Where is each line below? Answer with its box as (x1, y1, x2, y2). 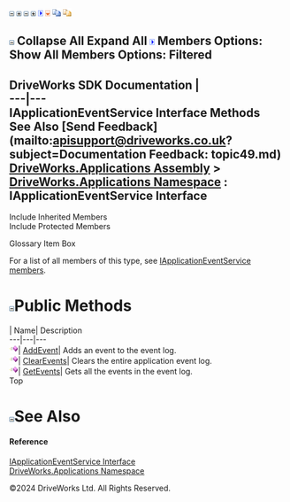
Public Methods (14, 296, 133, 316)
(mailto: (9, 133, 53, 148)
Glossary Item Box (9, 238, 76, 249)
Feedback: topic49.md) (149, 146, 281, 162)
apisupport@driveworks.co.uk (52, 133, 226, 148)
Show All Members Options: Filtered (9, 48, 212, 63)
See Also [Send (9, 119, 95, 134)
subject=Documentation (9, 146, 148, 162)
